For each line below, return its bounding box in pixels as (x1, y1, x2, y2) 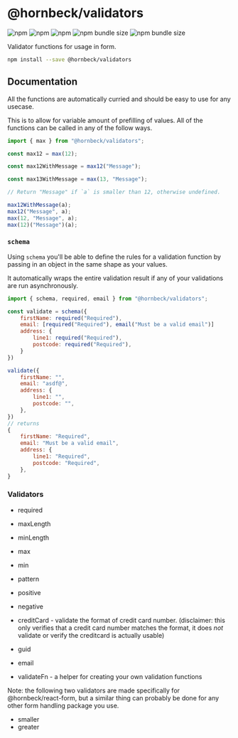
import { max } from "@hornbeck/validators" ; (7, 137, 144, 144)
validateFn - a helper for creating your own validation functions (17, 672, 202, 680)
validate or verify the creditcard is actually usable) (17, 631, 165, 639)
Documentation (7, 76, 78, 88)
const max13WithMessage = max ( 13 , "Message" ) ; (7, 176, 148, 183)
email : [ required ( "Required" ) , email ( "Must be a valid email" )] (20, 321, 215, 328)
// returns (7, 419, 40, 427)
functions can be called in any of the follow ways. (7, 123, 153, 132)
